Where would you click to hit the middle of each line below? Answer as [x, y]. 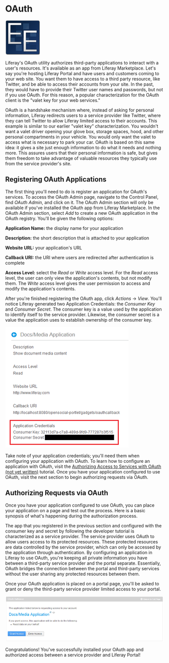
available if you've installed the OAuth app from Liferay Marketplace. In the [82, 208]
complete [15, 263]
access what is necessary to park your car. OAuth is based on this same [80, 142]
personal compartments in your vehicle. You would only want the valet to [81, 137]
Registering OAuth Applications [56, 179]
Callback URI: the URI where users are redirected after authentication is [79, 257]
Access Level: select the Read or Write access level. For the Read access [82, 272]
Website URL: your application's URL [44, 248]
